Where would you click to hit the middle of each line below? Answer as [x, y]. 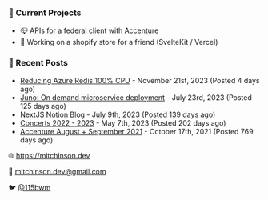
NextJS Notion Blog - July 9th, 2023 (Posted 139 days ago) [118, 114]
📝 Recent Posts [38, 63]
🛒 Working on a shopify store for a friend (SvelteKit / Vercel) [119, 42]
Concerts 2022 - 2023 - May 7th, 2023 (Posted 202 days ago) [123, 122]
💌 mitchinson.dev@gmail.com [57, 171]
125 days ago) [43, 106]
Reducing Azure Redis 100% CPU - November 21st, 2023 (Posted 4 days [140, 80]
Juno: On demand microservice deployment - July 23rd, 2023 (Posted [136, 97]
